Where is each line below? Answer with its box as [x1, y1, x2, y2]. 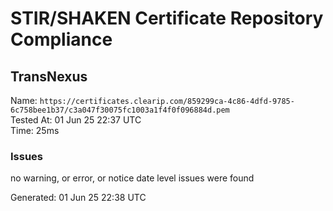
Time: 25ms [10, 125, 60, 136]
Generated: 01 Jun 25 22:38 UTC [10, 192, 147, 204]
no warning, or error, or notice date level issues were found [10, 172, 255, 184]
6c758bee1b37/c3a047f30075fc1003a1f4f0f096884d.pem [10, 105, 230, 115]
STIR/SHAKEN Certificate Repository [10, 7, 324, 30]
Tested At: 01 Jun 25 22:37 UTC [10, 114, 142, 126]
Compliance [10, 28, 113, 51]
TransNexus [10, 68, 88, 85]
